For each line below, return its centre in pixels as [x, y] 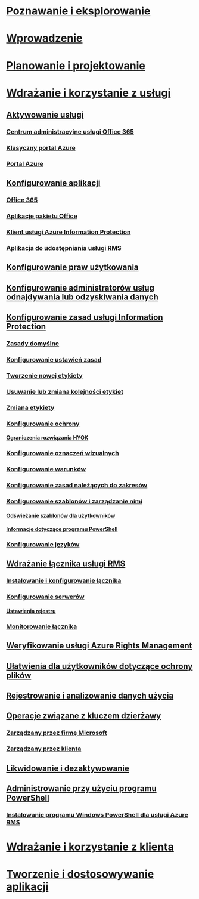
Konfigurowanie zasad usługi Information [85, 317]
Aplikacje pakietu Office [42, 216]
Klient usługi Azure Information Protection [69, 232]
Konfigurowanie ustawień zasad [54, 359]
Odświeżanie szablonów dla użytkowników [61, 515]
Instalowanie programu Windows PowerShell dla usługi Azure [97, 814]
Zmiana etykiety [30, 407]
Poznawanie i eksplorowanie [78, 11]
